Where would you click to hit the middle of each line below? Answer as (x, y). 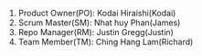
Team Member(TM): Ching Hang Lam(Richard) (106, 42)
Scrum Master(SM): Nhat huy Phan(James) (99, 23)
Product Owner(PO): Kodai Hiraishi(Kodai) (97, 13)
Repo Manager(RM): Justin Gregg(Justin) (96, 32)
